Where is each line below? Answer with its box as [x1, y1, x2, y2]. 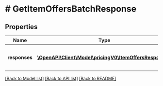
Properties [5, 23, 38, 31]
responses [7, 54, 33, 61]
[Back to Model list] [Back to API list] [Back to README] [5, 76, 116, 81]
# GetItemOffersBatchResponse [5, 3, 137, 14]
